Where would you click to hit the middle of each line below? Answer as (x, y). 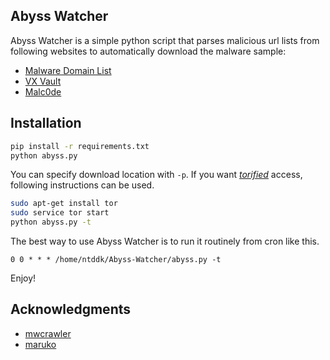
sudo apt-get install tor (64, 204)
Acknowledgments (71, 309)
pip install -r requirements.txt (80, 146)
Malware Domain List (68, 70)
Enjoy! (23, 278)
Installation (46, 123)
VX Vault (43, 81)
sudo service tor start (60, 213)
